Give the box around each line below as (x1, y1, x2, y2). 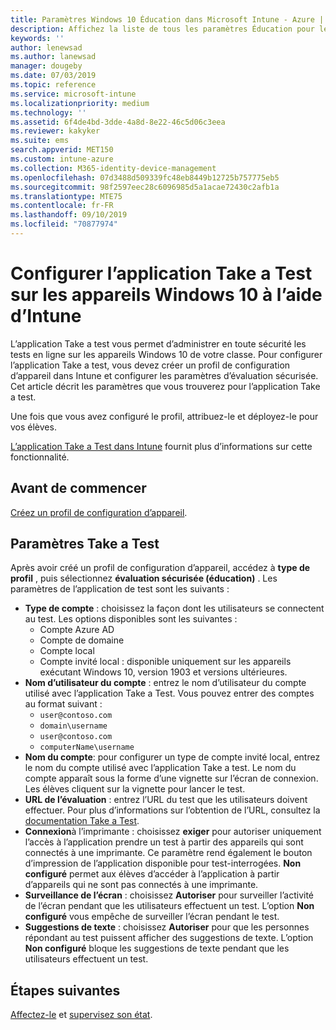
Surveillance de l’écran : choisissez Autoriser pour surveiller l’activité (24, 889, 315, 901)
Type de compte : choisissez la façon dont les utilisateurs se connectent (24, 602, 325, 615)
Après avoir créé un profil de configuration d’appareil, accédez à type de (10, 562, 311, 574)
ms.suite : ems (10, 136, 70, 146)
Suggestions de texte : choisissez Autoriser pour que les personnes (24, 921, 310, 933)
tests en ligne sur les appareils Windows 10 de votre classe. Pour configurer (10, 348, 323, 360)
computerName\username (39, 742, 135, 753)
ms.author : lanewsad (10, 52, 97, 62)
